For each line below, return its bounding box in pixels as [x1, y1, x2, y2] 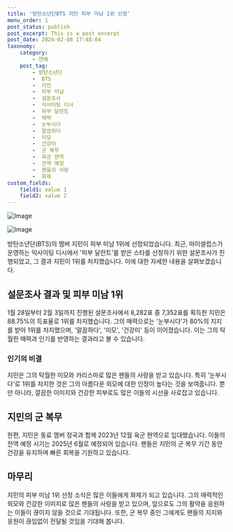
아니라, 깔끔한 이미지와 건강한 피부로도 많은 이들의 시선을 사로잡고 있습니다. [14, 388, 220, 397]
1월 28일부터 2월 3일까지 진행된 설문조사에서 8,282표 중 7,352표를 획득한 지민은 [7, 308, 226, 316]
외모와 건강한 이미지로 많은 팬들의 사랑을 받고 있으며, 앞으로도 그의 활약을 [7, 499, 206, 507]
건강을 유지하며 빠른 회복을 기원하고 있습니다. [7, 449, 130, 457]
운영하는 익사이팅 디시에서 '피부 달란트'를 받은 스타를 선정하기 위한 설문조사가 [7, 248, 218, 257]
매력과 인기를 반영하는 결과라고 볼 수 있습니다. [20, 334, 145, 343]
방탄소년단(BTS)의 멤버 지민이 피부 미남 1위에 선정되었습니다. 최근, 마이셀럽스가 [7, 239, 223, 248]
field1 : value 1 [20, 186, 68, 193]
